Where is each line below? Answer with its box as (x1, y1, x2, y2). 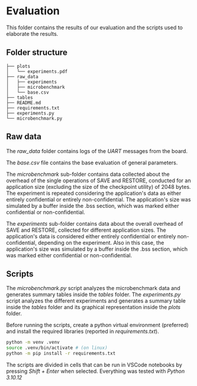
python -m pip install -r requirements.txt (6, 350, 116, 357)
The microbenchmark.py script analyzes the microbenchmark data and (6, 285, 180, 292)
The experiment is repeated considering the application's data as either (6, 189, 182, 197)
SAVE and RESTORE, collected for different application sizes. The (6, 226, 167, 234)
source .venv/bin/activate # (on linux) (6, 345, 108, 351)
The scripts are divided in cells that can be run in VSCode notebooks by (6, 362, 183, 368)
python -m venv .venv (6, 340, 60, 345)
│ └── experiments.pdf (6, 69, 68, 74)
